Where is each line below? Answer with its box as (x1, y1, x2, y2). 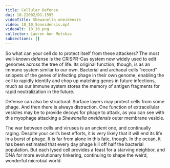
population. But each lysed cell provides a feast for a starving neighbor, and (5, 146, 165, 153)
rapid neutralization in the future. (5, 88, 75, 95)
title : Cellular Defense (5, 7, 58, 13)
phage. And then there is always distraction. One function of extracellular (5, 104, 160, 110)
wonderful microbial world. (5, 157, 62, 163)
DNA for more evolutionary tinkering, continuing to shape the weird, (5, 152, 148, 158)
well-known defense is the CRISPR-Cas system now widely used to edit (5, 55, 157, 62)
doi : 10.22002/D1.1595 (5, 12, 54, 17)
